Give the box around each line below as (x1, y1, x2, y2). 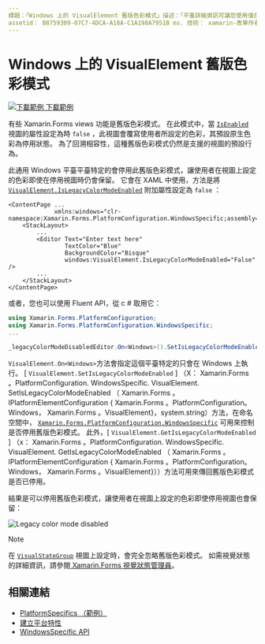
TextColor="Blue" (64, 242, 122, 251)
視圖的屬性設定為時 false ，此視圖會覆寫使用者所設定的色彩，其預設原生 (8, 129, 244, 139)
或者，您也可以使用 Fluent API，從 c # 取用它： (8, 299, 162, 308)
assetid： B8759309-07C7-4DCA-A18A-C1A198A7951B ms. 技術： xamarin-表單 (8, 19, 248, 27)
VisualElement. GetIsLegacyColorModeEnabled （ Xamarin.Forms (8, 447, 222, 456)
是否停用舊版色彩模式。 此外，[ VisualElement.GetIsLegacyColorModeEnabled (8, 427, 256, 437)
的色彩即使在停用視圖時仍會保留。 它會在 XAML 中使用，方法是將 (8, 175, 221, 185)
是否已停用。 (8, 476, 50, 486)
